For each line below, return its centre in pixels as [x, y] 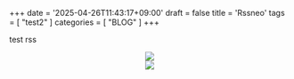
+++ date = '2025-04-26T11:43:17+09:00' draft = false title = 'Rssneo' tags [147, 13]
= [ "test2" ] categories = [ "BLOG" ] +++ [85, 22]
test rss [23, 39]
